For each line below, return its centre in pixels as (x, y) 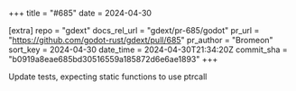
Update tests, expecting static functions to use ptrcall (108, 77)
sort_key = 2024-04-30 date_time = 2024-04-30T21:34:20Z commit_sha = (148, 50)
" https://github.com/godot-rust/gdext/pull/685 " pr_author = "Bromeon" (141, 40)
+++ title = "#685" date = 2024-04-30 (80, 13)
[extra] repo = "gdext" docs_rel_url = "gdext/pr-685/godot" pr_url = (134, 30)
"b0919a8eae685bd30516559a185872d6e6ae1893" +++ (113, 59)
